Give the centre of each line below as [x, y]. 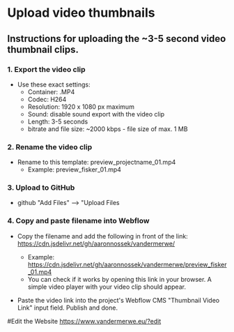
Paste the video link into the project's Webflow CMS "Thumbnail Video [118, 300]
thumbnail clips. [43, 49]
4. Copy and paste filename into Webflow [78, 221]
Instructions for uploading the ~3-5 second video [117, 39]
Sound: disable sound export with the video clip [96, 114]
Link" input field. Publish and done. [68, 308]
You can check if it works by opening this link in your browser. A [120, 279]
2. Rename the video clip [50, 146]
